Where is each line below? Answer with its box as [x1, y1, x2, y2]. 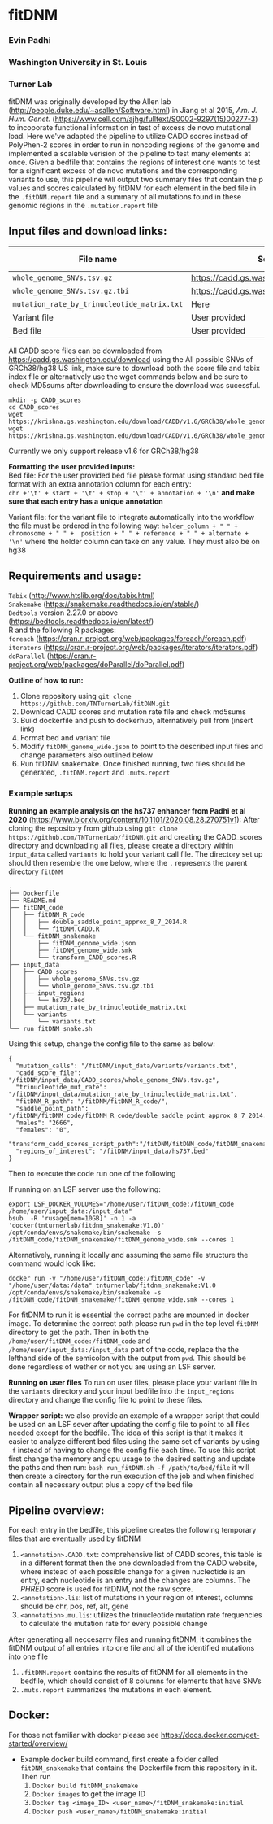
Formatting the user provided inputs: [8, 462, 136, 472]
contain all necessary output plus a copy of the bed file [8, 1480, 193, 1490]
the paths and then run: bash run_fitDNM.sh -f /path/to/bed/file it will [8, 1463, 250, 1473]
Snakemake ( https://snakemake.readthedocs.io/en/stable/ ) [8, 599, 200, 609]
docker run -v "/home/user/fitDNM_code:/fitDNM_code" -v [8, 1275, 206, 1283]
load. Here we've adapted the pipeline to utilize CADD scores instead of [8, 132, 249, 142]
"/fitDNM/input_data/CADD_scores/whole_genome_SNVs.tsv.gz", [8, 1076, 220, 1084]
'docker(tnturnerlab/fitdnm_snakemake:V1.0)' [8, 1222, 165, 1230]
